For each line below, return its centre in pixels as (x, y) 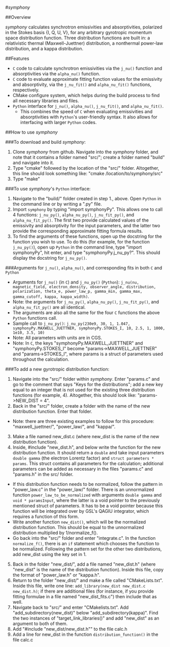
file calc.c (23, 640)
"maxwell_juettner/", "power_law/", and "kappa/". (64, 427)
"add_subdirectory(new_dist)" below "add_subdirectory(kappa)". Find (85, 613)
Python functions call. (35, 318)
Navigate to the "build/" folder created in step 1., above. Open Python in (87, 198)
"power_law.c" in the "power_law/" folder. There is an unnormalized (83, 489)
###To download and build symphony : (46, 142)
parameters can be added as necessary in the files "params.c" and (83, 469)
